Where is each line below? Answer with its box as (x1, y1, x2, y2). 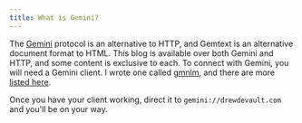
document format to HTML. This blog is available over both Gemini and (9, 47, 274, 59)
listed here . (9, 76, 52, 87)
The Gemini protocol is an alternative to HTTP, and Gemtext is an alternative (9, 38, 294, 49)
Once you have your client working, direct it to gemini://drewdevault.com (9, 94, 282, 105)
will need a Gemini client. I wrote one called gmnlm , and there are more (9, 67, 275, 78)
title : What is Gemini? (9, 13, 100, 23)
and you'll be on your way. (9, 103, 108, 114)
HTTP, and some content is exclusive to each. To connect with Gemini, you (9, 57, 289, 68)
